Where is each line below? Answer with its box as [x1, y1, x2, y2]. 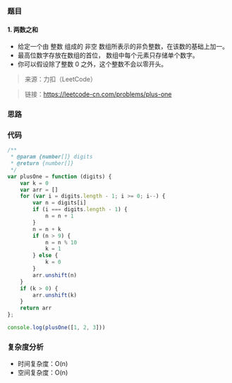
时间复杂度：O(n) [17, 360, 68, 368]
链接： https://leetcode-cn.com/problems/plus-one [24, 90, 172, 98]
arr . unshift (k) [32, 292, 78, 299]
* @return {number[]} [10, 160, 74, 167]
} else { [32, 252, 59, 259]
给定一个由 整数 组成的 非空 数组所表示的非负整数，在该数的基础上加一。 [17, 42, 229, 51]
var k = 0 [20, 179, 49, 187]
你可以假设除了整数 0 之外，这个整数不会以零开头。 [17, 60, 168, 69]
